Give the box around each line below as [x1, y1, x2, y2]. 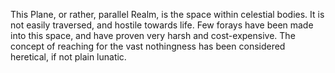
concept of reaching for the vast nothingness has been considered [10, 40, 286, 52]
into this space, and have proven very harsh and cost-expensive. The [10, 30, 296, 41]
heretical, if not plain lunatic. [10, 51, 127, 63]
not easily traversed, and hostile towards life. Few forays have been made [10, 19, 314, 31]
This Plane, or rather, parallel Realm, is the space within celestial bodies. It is [10, 9, 325, 20]
